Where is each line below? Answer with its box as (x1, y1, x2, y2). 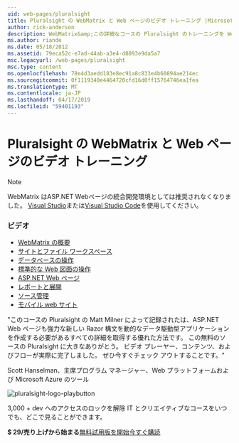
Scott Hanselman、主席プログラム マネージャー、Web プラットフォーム (7, 366, 217, 375)
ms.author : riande (7, 37, 62, 44)
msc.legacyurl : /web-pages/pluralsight (7, 57, 126, 64)
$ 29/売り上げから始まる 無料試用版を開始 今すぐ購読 (7, 428, 161, 437)
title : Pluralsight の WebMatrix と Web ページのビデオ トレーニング (7, 17, 201, 24)
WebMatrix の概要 (17, 238, 71, 247)
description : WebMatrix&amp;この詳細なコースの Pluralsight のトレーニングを (7, 30, 225, 38)
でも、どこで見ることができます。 (7, 413, 107, 422)
